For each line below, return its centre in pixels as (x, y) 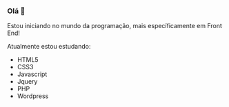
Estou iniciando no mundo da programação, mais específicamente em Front (115, 26)
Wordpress (33, 96)
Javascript (32, 74)
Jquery (27, 82)
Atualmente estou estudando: (49, 47)
